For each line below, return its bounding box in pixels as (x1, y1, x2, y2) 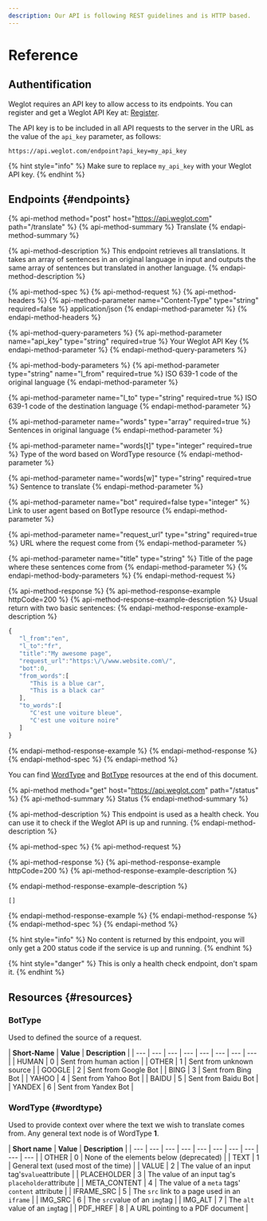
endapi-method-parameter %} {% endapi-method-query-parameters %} (8, 345, 247, 355)
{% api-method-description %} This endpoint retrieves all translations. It (8, 246, 245, 256)
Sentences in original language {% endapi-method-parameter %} (8, 425, 223, 436)
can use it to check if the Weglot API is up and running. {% (8, 817, 201, 827)
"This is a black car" (29, 686, 105, 695)
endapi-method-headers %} (8, 312, 101, 322)
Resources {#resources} (8, 990, 133, 1004)
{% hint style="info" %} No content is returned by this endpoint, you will (8, 935, 245, 945)
